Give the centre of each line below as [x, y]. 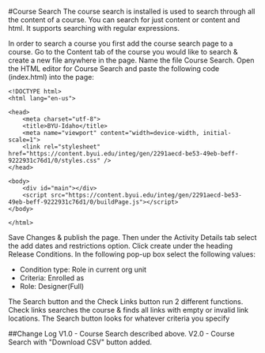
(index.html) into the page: [51, 77]
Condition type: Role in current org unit [83, 269]
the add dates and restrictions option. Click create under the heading [121, 246]
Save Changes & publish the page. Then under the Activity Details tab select [132, 237]
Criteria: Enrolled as [52, 278]
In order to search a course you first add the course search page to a [121, 43]
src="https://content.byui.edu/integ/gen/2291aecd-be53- [146, 195]
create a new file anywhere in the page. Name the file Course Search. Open [131, 60]
